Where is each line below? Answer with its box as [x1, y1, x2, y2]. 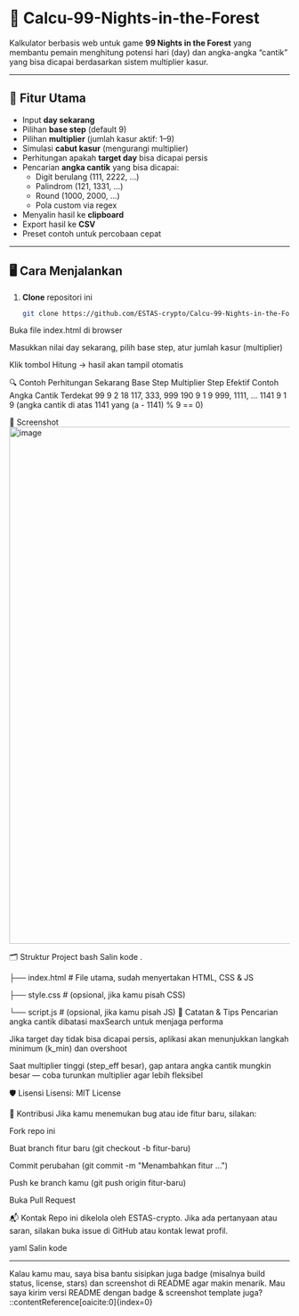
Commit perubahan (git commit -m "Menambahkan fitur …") [9, 1160, 229, 1171]
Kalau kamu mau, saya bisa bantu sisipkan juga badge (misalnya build [9, 1269, 265, 1279]
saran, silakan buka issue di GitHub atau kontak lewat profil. [9, 1226, 229, 1237]
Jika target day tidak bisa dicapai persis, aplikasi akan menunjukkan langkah [9, 1034, 289, 1045]
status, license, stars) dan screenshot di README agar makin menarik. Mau [9, 1278, 286, 1288]
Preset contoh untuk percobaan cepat [21, 228, 162, 239]
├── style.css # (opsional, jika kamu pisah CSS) [9, 989, 186, 1000]
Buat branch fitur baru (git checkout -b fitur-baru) [9, 1143, 191, 1154]
